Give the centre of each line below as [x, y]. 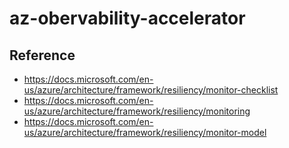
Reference [42, 55]
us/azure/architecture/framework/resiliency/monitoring [137, 111]
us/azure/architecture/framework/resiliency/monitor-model [145, 132]
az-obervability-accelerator [127, 18]
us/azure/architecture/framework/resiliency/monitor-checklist [151, 90]
